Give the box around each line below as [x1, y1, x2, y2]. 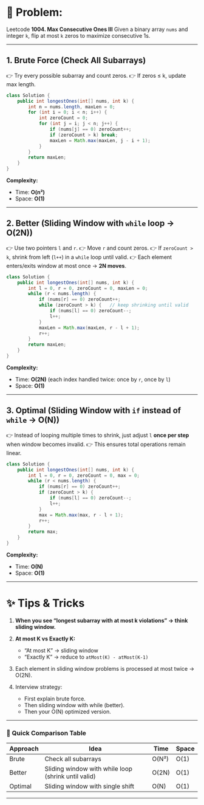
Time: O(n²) [15, 188, 46, 196]
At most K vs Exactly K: [15, 635, 76, 642]
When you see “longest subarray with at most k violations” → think [15, 617, 188, 624]
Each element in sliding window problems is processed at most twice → [15, 665, 195, 672]
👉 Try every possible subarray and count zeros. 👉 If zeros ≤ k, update [6, 72, 186, 79]
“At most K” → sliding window [24, 646, 98, 654]
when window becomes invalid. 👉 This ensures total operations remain [6, 440, 186, 448]
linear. [6, 449, 22, 456]
